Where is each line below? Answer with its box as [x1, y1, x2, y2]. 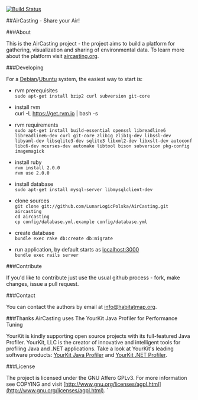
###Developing [6, 64, 44, 71]
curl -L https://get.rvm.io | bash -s [14, 110, 99, 117]
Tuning [6, 321, 23, 328]
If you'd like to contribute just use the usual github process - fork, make [6, 274, 180, 281]
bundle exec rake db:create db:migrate [14, 236, 113, 241]
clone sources [14, 197, 50, 204]
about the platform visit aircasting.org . [6, 53, 99, 59]
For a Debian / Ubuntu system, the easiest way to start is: [6, 76, 143, 82]
